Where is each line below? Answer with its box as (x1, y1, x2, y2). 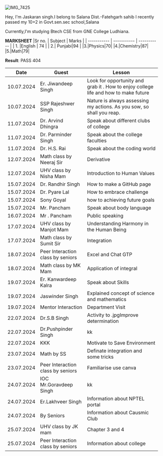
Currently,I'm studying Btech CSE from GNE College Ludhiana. (5, 29, 130, 34)
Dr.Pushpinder (40, 326, 73, 332)
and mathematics (87, 296, 127, 302)
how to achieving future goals (87, 197, 155, 203)
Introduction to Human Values (87, 170, 155, 176)
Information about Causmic (87, 409, 149, 416)
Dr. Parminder (40, 131, 72, 138)
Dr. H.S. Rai (40, 145, 66, 152)
